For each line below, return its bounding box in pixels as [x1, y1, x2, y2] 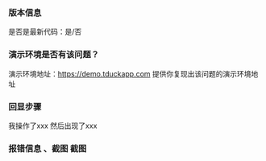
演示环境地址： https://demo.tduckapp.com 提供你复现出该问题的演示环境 [8, 68, 251, 78]
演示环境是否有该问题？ [8, 49, 99, 60]
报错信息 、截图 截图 [8, 142, 87, 154]
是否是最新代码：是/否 [8, 27, 82, 37]
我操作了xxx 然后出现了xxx [8, 121, 98, 130]
